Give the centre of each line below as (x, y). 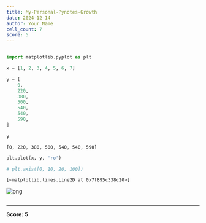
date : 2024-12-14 (29, 18)
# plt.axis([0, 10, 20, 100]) (45, 169)
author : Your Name (30, 23)
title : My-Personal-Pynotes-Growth (52, 12)
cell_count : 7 (25, 29)
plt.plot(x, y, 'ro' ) (34, 158)
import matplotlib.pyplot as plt (49, 57)
